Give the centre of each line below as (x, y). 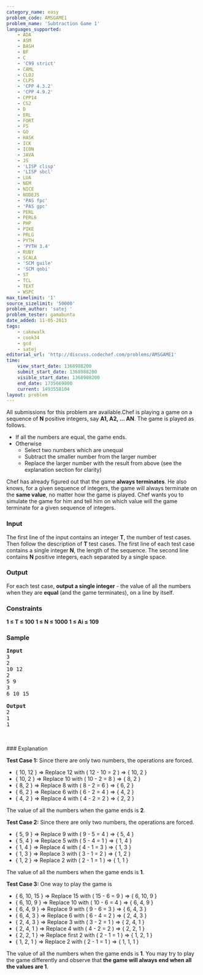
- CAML (26, 69)
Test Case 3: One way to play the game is (59, 884)
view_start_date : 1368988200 (55, 366)
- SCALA (27, 258)
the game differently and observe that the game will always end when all (99, 960)
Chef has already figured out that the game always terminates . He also (97, 482)
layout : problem (27, 395)
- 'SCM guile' (35, 264)
